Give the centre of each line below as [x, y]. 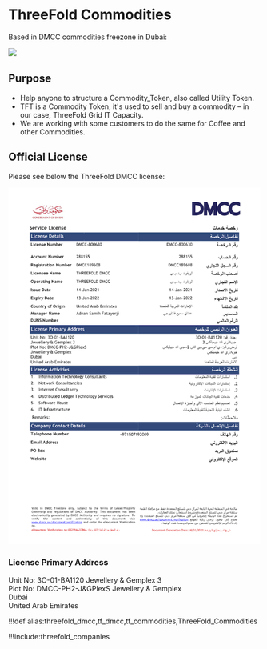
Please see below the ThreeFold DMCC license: [87, 176]
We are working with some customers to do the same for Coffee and [132, 123]
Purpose [30, 79]
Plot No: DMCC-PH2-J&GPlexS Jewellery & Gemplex [95, 588]
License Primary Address [58, 563]
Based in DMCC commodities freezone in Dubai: [88, 37]
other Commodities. [52, 132]
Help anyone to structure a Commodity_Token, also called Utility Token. [137, 98]
